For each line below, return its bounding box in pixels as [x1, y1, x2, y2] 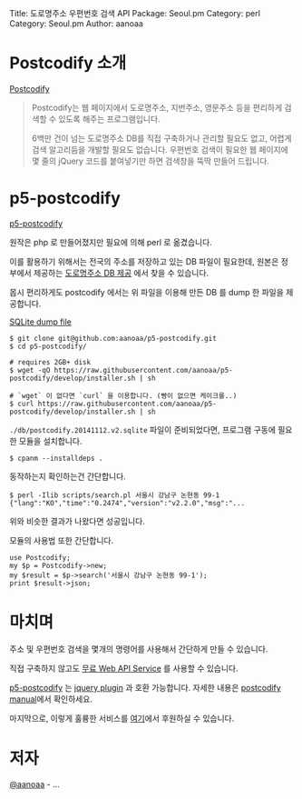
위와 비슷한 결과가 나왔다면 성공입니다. [9, 515, 145, 526]
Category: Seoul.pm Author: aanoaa [9, 18, 143, 29]
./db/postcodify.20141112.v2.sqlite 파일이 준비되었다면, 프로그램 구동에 [9, 424, 277, 434]
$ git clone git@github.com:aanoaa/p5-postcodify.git [9, 334, 218, 343]
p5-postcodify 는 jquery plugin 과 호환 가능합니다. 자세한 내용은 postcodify [9, 682, 281, 693]
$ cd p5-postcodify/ [9, 342, 88, 351]
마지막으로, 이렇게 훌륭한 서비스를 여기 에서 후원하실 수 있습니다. [9, 713, 235, 724]
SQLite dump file [9, 316, 73, 327]
